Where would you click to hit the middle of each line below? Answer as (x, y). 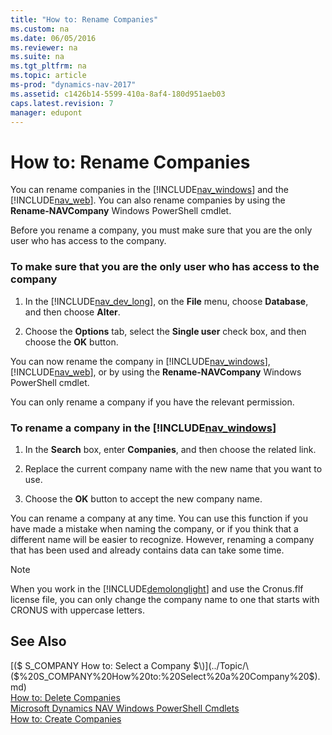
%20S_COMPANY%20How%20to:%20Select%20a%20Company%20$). (170, 676)
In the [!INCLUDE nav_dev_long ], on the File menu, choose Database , (166, 301)
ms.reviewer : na (44, 47)
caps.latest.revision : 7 (62, 103)
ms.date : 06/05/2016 (53, 38)
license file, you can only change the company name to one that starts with (165, 599)
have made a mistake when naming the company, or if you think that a (154, 528)
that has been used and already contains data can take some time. (147, 550)
